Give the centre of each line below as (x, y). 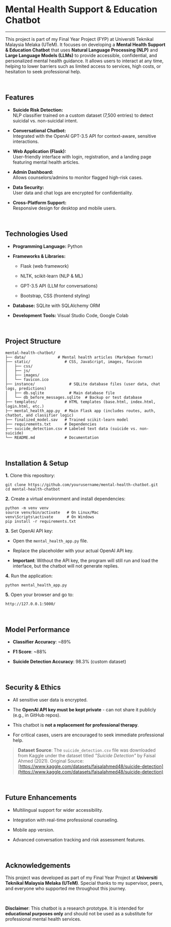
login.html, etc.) (25, 406)
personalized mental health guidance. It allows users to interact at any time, (84, 61)
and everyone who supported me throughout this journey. (66, 889)
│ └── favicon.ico (27, 380)
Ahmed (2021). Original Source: (51, 761)
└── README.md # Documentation (52, 438)
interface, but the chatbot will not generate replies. (66, 566)
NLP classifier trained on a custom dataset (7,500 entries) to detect (83, 115)
